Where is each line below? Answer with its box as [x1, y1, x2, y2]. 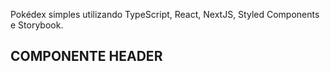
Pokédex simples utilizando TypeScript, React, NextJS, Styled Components [10, 9, 320, 20]
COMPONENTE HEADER [10, 48, 163, 65]
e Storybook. [10, 19, 64, 31]
